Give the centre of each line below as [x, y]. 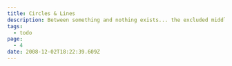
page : [15, 39]
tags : [15, 26]
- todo [23, 33]
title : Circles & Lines [41, 13]
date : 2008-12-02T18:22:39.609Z [54, 52]
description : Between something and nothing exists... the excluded [108, 20]
